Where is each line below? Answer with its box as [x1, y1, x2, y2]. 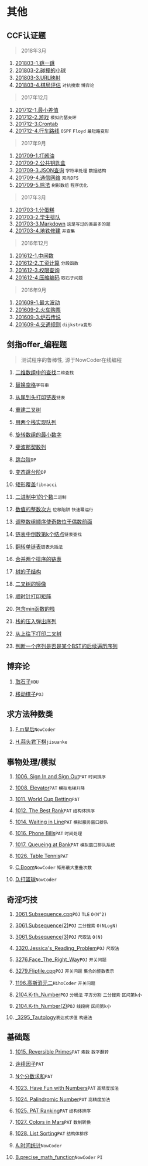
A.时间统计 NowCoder [15, 1141, 62, 1148]
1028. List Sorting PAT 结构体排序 [15, 1130, 88, 1137]
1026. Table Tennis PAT [15, 853, 68, 860]
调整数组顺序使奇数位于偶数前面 [15, 518, 92, 525]
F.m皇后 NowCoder [15, 726, 56, 733]
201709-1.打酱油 [15, 152, 55, 159]
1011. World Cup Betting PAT [15, 796, 80, 803]
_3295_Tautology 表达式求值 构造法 [15, 1014, 92, 1021]
